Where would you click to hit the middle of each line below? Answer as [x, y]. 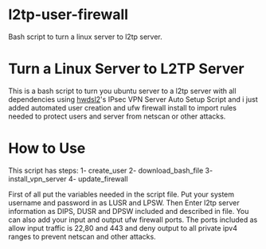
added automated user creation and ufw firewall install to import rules [123, 107]
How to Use [47, 148]
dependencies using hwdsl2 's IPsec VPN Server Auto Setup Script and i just [133, 99]
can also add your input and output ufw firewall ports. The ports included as [133, 220]
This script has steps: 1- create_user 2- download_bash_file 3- [111, 170]
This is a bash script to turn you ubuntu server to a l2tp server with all [122, 91]
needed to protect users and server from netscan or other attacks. [117, 116]
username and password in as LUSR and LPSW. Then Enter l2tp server [124, 202]
